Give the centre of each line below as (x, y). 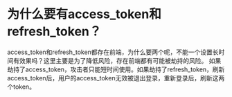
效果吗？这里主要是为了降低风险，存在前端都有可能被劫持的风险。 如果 (120, 60)
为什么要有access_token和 (84, 14)
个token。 (21, 87)
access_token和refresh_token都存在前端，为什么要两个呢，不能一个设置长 (113, 52)
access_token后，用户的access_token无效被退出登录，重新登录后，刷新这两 (116, 78)
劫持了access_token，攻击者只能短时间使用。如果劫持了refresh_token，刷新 (116, 69)
